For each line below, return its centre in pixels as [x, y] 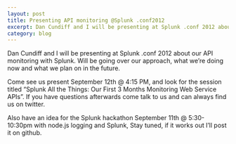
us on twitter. [26, 104]
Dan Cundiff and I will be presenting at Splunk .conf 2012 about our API [110, 53]
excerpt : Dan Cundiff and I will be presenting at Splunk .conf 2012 [111, 27]
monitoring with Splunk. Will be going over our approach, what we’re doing [115, 61]
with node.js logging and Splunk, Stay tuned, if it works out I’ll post [130, 125]
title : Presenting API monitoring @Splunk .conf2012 [86, 20]
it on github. [25, 133]
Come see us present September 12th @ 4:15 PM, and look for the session [115, 82]
